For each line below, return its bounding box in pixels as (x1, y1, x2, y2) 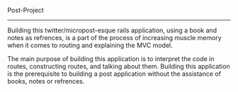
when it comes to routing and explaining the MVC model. (7, 41, 173, 49)
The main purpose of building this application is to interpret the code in (7, 55, 215, 63)
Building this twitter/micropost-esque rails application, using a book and (7, 26, 217, 34)
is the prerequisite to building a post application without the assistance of (7, 70, 222, 78)
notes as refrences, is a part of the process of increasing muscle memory (7, 34, 222, 41)
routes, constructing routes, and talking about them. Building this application (7, 63, 230, 70)
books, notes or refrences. (7, 77, 85, 85)
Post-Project (7, 6, 44, 14)
